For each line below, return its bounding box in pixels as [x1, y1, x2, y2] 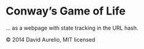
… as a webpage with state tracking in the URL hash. [6, 24, 138, 31]
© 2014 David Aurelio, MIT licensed [6, 36, 96, 43]
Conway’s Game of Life [6, 4, 126, 18]
